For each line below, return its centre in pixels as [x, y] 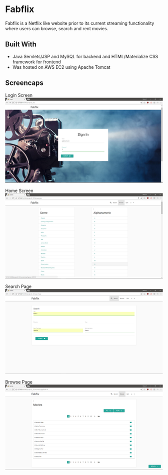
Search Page [18, 286]
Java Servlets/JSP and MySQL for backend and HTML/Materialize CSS [85, 56]
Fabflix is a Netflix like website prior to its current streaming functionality [80, 23]
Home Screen [19, 191]
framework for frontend [36, 62]
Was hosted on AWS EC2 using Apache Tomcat [61, 67]
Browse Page [19, 382]
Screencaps [24, 83]
